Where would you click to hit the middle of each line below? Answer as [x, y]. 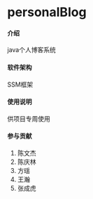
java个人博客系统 [31, 50]
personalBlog [47, 12]
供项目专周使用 [29, 118]
